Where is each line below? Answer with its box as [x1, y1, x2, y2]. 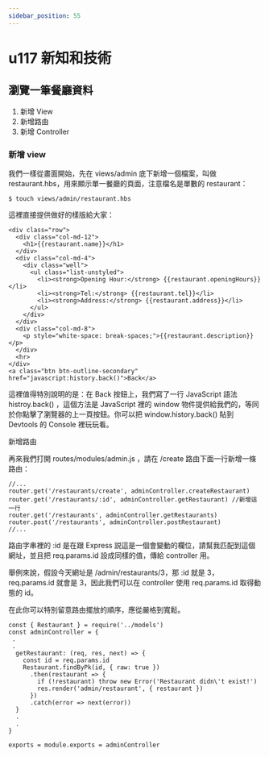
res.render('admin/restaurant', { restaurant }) [37, 684, 204, 693]
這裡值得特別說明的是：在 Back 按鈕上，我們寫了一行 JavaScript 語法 [8, 389, 238, 399]
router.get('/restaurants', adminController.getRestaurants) [8, 511, 218, 519]
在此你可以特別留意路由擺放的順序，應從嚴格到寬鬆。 [8, 605, 185, 614]
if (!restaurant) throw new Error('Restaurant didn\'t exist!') [37, 677, 258, 685]
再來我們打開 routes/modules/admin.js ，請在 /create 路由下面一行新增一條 [8, 453, 257, 464]
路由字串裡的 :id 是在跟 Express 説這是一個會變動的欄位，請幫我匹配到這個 [8, 540, 256, 550]
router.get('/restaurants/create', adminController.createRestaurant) [8, 487, 250, 495]
